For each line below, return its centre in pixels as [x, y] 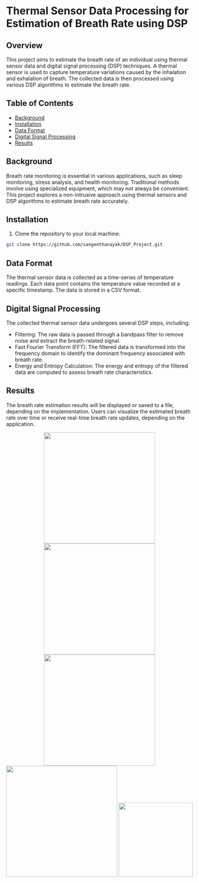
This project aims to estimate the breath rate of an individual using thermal [97, 60]
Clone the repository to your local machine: [67, 234]
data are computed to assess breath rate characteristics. [84, 372]
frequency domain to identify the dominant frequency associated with [100, 353]
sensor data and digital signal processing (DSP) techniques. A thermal [92, 66]
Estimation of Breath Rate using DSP [97, 23]
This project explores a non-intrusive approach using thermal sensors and [97, 194]
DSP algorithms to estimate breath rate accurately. [68, 201]
